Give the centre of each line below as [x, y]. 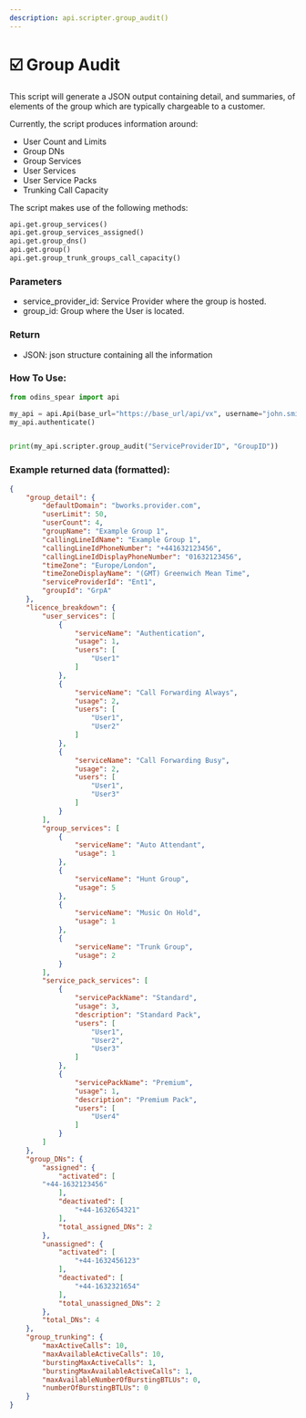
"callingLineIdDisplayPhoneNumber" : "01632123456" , [143, 557]
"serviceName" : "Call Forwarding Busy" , [152, 760]
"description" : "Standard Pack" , [138, 1015]
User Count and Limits [65, 141]
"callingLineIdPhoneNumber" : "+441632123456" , [132, 548]
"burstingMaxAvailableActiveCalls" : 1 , [118, 1371]
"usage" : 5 [95, 887]
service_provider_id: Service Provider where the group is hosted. [144, 301]
